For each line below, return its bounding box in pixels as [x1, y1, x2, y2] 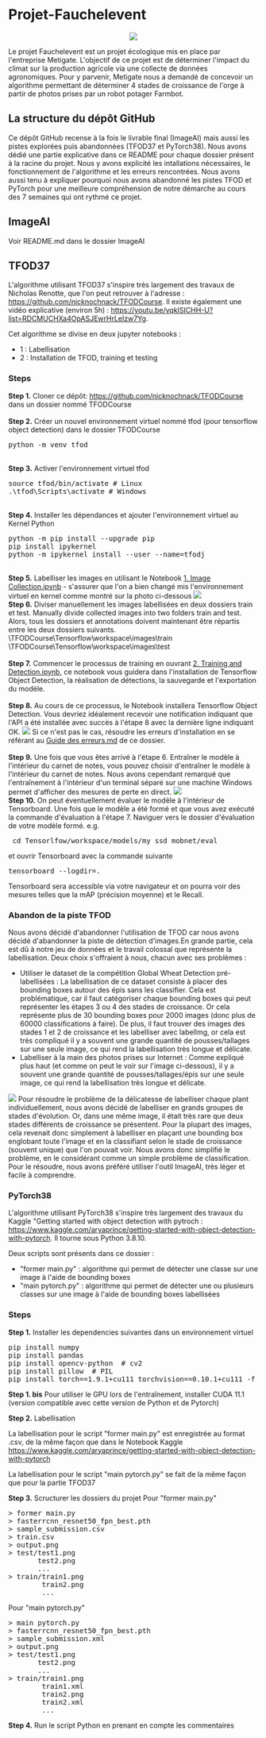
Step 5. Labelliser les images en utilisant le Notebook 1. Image [8, 573, 211, 583]
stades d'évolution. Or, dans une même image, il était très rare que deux [8, 1111, 244, 1120]
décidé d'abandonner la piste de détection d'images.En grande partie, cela [8, 935, 253, 946]
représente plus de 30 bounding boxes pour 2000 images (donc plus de [19, 1010, 256, 1019]
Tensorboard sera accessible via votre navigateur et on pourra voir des [8, 881, 241, 891]
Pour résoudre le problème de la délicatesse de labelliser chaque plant [17, 1094, 249, 1104]
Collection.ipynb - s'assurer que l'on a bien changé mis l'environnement [8, 581, 244, 591]
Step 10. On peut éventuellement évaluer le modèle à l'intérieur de [8, 796, 225, 805]
